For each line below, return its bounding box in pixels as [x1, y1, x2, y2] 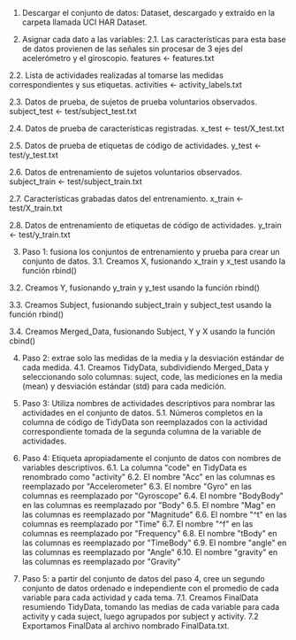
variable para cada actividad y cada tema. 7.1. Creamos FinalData [21, 592, 259, 603]
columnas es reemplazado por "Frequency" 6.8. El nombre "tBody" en [21, 528, 277, 538]
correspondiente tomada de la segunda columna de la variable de [21, 427, 262, 436]
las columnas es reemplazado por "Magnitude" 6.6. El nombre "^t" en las [21, 509, 287, 520]
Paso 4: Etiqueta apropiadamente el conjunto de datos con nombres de [21, 453, 282, 463]
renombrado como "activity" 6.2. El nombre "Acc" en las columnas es [21, 472, 276, 482]
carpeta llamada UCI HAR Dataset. [21, 17, 148, 27]
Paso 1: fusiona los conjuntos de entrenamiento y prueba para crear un [21, 247, 280, 257]
